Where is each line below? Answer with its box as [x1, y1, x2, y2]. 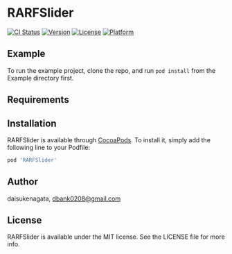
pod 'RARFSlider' [7, 156, 57, 164]
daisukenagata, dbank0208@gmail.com [7, 194, 121, 203]
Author [7, 176, 38, 188]
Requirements [7, 94, 69, 105]
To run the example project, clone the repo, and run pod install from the [7, 66, 216, 74]
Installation [7, 117, 57, 129]
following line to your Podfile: [7, 143, 91, 151]
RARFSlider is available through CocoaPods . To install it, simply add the [7, 135, 211, 144]
